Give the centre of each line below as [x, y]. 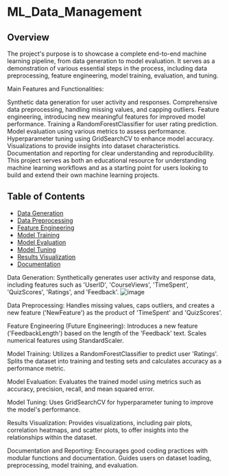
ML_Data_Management [74, 12]
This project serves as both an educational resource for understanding [107, 160]
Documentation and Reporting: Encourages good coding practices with [107, 451]
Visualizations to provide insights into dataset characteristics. [94, 146]
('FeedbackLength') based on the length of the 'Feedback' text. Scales [107, 333]
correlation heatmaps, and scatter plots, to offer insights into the [98, 430]
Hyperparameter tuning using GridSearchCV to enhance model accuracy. [111, 139]
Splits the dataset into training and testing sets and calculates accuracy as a [114, 361]
